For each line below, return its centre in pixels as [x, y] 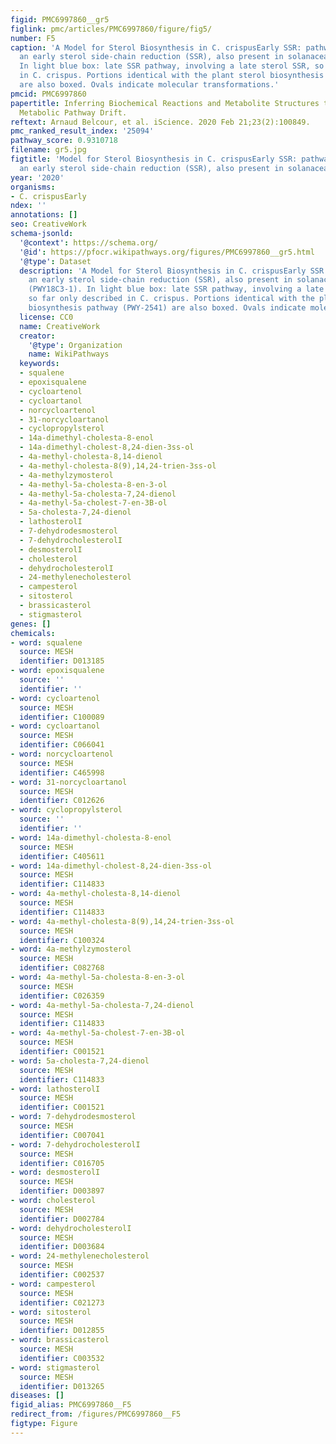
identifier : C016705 [62, 1163]
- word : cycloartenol [55, 698]
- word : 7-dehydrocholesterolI [75, 1144]
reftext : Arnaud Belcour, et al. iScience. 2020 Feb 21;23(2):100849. [160, 122]
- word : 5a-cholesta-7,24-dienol [80, 1061]
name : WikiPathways [69, 354]
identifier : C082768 [62, 968]
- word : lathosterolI [55, 1089]
